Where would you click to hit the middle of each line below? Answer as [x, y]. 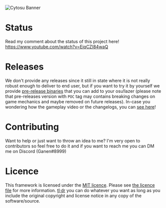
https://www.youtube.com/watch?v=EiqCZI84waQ [57, 47]
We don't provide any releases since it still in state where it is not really [78, 80]
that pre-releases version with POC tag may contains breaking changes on [80, 96]
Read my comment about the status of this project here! [62, 41]
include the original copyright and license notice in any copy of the [73, 196]
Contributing [32, 127]
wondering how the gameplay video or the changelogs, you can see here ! [81, 107]
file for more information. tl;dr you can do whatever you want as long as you [83, 190]
